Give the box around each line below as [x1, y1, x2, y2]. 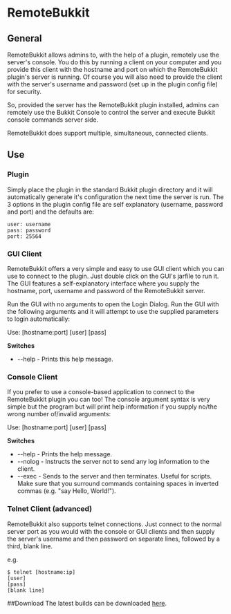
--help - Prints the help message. [17, 450, 113, 458]
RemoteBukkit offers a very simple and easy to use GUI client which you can [7, 264, 225, 272]
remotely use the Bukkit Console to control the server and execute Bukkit [7, 109, 216, 116]
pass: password [7, 227, 51, 234]
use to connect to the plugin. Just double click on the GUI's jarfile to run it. [7, 272, 219, 280]
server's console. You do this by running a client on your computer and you [7, 58, 222, 66]
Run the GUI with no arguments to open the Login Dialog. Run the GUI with [7, 299, 219, 308]
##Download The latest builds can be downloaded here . [7, 599, 167, 607]
